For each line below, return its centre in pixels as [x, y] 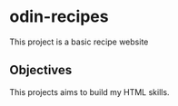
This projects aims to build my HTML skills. [89, 92]
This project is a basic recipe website [79, 42]
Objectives [41, 70]
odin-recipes [59, 17]
